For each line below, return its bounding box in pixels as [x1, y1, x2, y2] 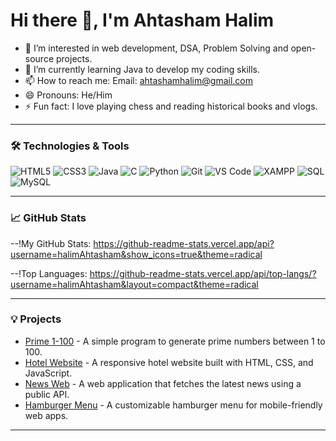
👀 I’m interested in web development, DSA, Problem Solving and [24, 42, 289, 54]
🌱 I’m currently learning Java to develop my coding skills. [24, 63, 261, 75]
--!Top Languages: [10, 267, 88, 279]
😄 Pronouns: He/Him [24, 89, 113, 101]
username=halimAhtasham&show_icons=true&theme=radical [10, 248, 263, 260]
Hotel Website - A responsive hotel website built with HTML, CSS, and [24, 356, 314, 368]
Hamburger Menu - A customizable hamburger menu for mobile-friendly [24, 399, 323, 411]
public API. [24, 388, 70, 400]
